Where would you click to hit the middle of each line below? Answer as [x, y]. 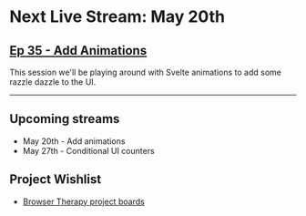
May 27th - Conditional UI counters [88, 150]
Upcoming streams [65, 119]
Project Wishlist [56, 180]
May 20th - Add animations [74, 141]
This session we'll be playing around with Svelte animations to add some [146, 72]
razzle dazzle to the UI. [53, 82]
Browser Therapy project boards [84, 201]
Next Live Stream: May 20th [117, 17]
